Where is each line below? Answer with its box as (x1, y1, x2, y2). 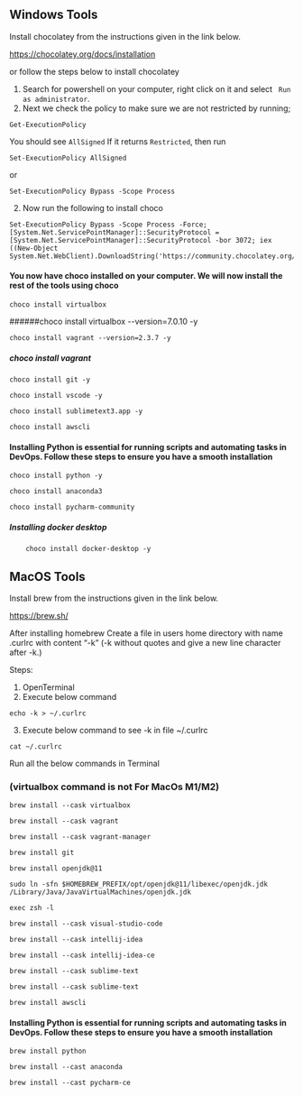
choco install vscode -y (9, 391, 103, 400)
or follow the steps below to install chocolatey (9, 66, 180, 77)
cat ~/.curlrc (9, 741, 63, 751)
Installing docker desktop (9, 521, 107, 532)
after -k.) (9, 647, 42, 658)
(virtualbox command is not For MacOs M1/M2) (9, 780, 219, 793)
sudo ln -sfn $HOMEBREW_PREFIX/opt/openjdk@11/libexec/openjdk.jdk (9, 880, 269, 889)
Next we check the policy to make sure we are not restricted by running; (22, 103, 291, 114)
